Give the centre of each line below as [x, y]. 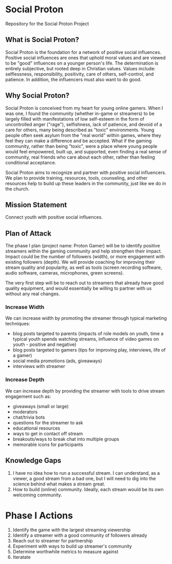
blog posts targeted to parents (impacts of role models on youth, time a [88, 334]
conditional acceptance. [31, 162]
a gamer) [22, 356]
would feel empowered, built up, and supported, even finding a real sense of [86, 151]
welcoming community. [37, 495]
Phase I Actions [39, 516]
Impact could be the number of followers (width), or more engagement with [85, 257]
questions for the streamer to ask [48, 422]
